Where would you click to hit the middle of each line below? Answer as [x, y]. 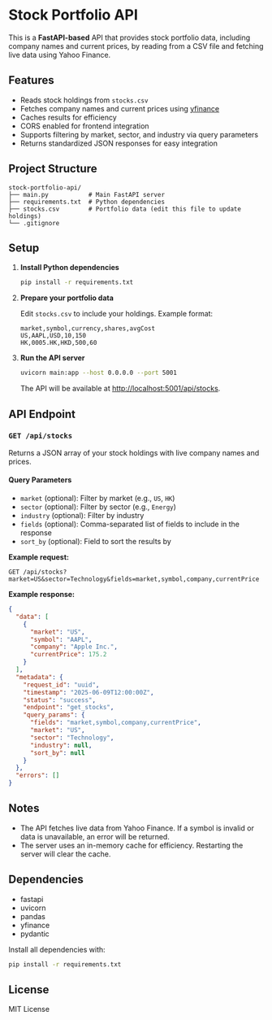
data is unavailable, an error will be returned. [95, 836]
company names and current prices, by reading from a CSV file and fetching [136, 46]
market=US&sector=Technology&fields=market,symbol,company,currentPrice [134, 579]
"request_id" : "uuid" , [61, 685]
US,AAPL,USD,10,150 [53, 336]
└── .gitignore [34, 223]
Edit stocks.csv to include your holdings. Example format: [117, 314]
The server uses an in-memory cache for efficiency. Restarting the [132, 845]
